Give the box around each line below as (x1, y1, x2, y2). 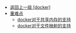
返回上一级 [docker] (9, 4, 51, 10)
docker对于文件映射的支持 (17, 23, 71, 29)
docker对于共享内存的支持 (17, 17, 71, 22)
